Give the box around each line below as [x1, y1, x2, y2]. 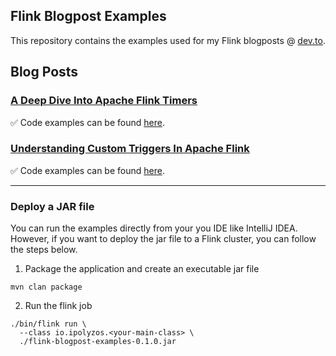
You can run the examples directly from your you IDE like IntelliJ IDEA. [10, 222, 298, 234]
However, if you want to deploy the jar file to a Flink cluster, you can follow [10, 233, 317, 245]
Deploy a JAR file [10, 199, 95, 213]
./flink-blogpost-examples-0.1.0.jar [19, 337, 177, 347]
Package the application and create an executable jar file [24, 263, 260, 275]
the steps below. [10, 244, 78, 256]
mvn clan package [10, 282, 83, 293]
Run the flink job [24, 300, 93, 312]
